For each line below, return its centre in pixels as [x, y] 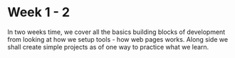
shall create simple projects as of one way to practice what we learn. [108, 47]
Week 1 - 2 [38, 12]
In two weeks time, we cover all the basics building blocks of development [116, 32]
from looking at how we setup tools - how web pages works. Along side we [118, 39]
